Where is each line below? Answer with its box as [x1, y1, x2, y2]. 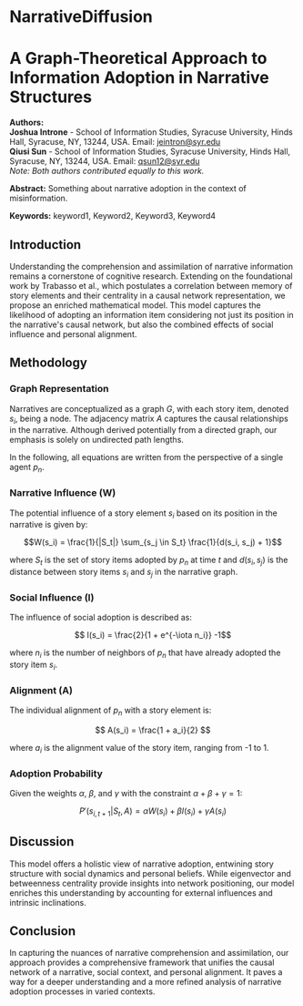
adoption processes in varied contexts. [9, 986, 156, 997]
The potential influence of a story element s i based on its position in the [9, 508, 278, 520]
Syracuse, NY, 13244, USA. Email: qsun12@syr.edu [9, 156, 200, 167]
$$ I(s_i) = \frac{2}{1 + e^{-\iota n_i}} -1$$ [74, 630, 232, 641]
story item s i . [9, 659, 58, 672]
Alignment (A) [9, 683, 73, 696]
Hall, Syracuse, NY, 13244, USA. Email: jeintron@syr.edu [9, 137, 221, 148]
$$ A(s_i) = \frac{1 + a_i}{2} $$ [95, 724, 211, 735]
